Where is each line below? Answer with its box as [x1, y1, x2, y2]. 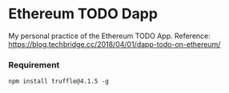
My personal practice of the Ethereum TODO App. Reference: [8, 31, 211, 41]
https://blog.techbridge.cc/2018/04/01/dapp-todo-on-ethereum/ [8, 39, 221, 48]
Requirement [8, 59, 60, 70]
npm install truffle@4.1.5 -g [8, 77, 110, 86]
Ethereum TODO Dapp [8, 5, 159, 23]
